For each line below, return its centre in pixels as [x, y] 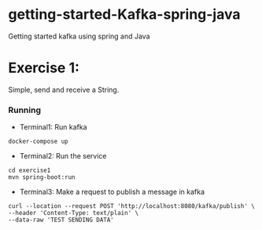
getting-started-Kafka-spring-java [125, 15]
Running [25, 110]
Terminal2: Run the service [63, 156]
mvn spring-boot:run [42, 177]
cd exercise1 [30, 170]
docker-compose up [38, 142]
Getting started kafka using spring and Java [79, 36]
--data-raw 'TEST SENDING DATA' [61, 220]
